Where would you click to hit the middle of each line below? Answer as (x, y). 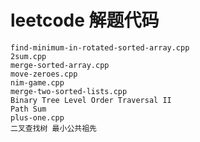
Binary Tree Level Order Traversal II (91, 100)
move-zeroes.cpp (44, 74)
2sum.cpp (28, 56)
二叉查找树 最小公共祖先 (53, 128)
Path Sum (28, 109)
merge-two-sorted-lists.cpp (69, 91)
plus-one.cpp (37, 117)
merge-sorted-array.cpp (60, 65)
